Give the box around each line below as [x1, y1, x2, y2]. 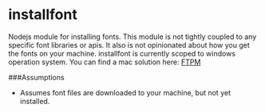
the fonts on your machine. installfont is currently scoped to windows [8, 48, 236, 58]
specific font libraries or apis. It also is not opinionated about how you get [8, 40, 250, 49]
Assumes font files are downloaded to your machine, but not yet [19, 87, 231, 97]
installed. [19, 96, 50, 106]
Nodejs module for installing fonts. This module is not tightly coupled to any [8, 32, 257, 41]
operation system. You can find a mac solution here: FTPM [8, 57, 201, 67]
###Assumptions [8, 72, 65, 82]
